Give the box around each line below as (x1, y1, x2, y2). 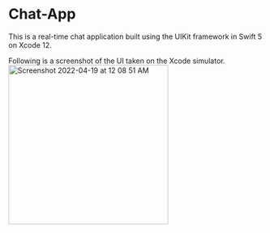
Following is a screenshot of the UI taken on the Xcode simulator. (8, 56, 225, 66)
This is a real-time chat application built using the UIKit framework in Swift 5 (8, 32, 262, 41)
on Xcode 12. (8, 40, 53, 49)
